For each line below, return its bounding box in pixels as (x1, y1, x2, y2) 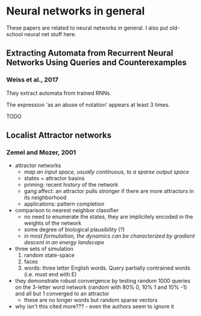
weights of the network (23, 220, 82, 227)
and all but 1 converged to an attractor (14, 290, 110, 297)
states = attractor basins (23, 175, 85, 182)
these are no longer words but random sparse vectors (23, 297, 158, 304)
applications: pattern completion (23, 200, 105, 207)
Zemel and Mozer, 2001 (6, 148, 76, 156)
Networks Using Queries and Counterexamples (6, 57, 187, 68)
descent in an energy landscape (23, 239, 105, 246)
